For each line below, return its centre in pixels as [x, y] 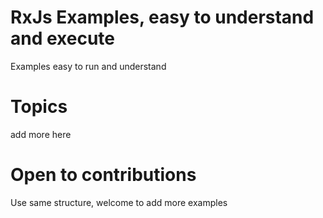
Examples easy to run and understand [88, 66]
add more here [41, 134]
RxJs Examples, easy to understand [162, 17]
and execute [63, 38]
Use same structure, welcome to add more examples [119, 202]
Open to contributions [103, 175]
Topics [39, 107]
